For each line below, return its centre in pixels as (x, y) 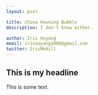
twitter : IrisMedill (31, 49)
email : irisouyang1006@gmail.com (47, 44)
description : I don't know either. (50, 28)
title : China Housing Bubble (42, 22)
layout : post (22, 11)
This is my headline (42, 73)
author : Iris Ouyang (31, 38)
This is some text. (27, 87)
